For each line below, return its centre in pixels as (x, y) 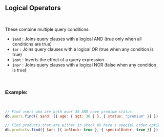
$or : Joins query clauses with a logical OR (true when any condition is (83, 49)
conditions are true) (32, 44)
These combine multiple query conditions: (48, 29)
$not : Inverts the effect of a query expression (58, 59)
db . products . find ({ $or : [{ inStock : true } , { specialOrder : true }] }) (82, 130)
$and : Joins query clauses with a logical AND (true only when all (77, 39)
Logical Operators (33, 8)
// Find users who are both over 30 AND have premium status (69, 112)
